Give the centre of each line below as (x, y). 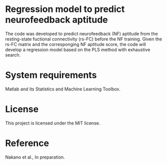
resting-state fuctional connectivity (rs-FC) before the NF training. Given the (84, 39)
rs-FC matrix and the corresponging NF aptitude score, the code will (75, 44)
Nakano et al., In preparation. (35, 157)
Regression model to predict (65, 9)
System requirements (51, 75)
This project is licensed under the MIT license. (53, 123)
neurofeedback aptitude (57, 20)
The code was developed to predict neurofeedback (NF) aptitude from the (82, 33)
